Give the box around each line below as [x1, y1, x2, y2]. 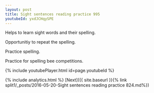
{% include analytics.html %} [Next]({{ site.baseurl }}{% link [5, 77, 127, 83]
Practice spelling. [5, 48, 40, 54]
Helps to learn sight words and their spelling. [5, 30, 96, 36]
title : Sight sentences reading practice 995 [5, 12, 100, 17]
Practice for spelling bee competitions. [5, 58, 84, 64]
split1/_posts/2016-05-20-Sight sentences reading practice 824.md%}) [5, 82, 150, 88]
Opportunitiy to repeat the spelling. [5, 39, 76, 45]
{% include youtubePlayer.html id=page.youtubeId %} [5, 68, 115, 73]
